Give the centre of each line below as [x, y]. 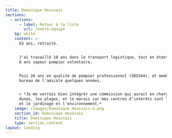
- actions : [21, 19]
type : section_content [39, 123]
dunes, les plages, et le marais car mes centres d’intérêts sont [91, 99]
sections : [16, 15]
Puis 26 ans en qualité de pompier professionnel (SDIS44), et [88, 76]
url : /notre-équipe [45, 29]
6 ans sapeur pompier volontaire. [56, 62]
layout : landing [23, 128]
